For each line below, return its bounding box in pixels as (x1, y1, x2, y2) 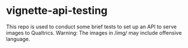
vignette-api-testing (6, 4, 108, 17)
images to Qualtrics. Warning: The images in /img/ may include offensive (6, 29, 182, 36)
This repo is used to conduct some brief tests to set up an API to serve (6, 23, 177, 30)
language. (6, 35, 31, 42)
